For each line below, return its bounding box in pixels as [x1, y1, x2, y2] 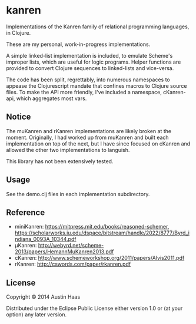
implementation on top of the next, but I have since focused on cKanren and [6, 140, 191, 147]
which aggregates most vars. [16, 95, 87, 102]
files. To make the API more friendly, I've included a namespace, [6, 88, 162, 95]
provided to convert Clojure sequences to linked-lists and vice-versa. [6, 64, 174, 71]
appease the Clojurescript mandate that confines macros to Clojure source [6, 82, 187, 89]
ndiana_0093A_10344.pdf [14, 236, 77, 243]
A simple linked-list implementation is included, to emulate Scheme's [6, 52, 173, 59]
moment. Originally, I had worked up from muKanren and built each [6, 134, 169, 141]
